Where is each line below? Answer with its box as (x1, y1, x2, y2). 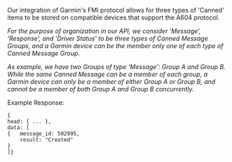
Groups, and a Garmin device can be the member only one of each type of (7, 42, 224, 50)
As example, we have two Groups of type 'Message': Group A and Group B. (7, 63, 226, 71)
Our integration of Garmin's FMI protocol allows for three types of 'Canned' (7, 6, 224, 14)
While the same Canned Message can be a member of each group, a (7, 70, 208, 78)
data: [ (7, 124, 30, 131)
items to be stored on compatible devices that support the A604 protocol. (7, 13, 220, 22)
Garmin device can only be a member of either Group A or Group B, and (7, 78, 216, 86)
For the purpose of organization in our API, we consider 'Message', (7, 27, 201, 35)
